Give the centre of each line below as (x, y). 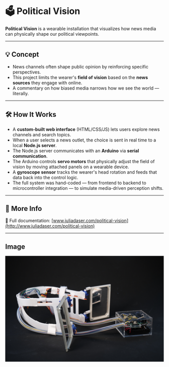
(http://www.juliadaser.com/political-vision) (50, 226)
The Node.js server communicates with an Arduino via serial (76, 151)
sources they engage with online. (47, 83)
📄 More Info (24, 208)
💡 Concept (22, 55)
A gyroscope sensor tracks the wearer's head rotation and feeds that (85, 172)
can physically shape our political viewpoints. (52, 34)
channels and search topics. (42, 134)
